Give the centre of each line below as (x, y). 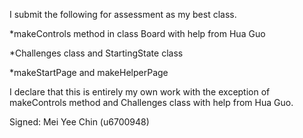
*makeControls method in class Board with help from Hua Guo (137, 33)
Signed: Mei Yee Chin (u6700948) (79, 122)
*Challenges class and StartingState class (96, 53)
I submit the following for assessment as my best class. (123, 14)
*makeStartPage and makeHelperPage (89, 72)
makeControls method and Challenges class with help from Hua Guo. (151, 102)
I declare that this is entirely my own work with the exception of (140, 92)
